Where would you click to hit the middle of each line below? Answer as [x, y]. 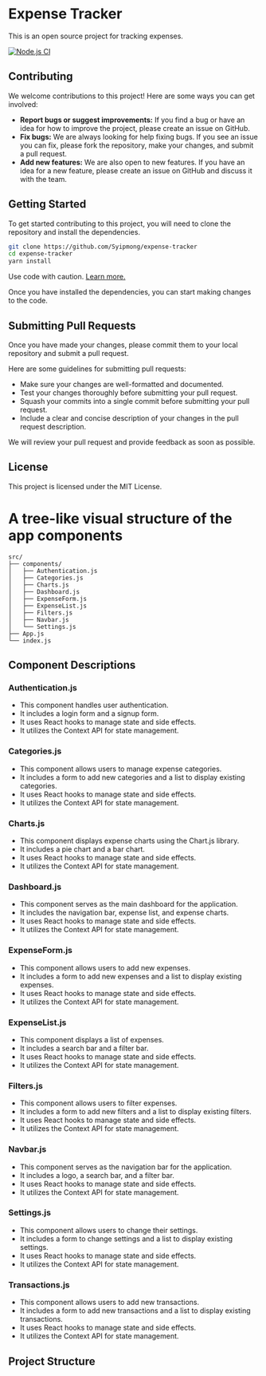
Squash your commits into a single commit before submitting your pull [135, 401]
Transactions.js [39, 1284]
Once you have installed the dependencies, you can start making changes [130, 292]
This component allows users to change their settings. [109, 1230]
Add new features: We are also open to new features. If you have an [132, 162]
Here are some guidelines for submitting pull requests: [98, 369]
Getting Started [47, 204]
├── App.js [26, 634]
